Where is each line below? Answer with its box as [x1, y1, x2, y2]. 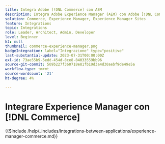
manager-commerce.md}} [5, 133, 58, 139]
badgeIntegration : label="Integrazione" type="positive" [5, 48, 124, 53]
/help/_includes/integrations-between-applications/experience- [27, 128, 156, 134]
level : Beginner [5, 35, 38, 40]
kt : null [5, 39, 23, 44]
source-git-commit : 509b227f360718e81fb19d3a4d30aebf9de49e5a [5, 62, 135, 67]
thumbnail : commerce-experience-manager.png [5, 44, 98, 49]
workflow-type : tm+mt [5, 67, 50, 72]
